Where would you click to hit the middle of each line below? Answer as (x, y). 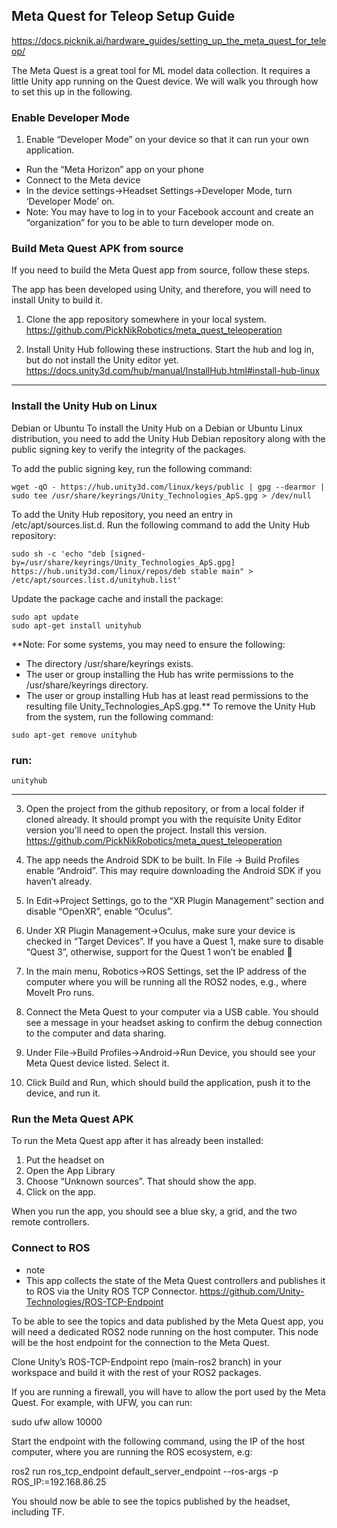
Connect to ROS (51, 1248)
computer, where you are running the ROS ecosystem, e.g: (132, 1451)
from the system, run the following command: (119, 716)
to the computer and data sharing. (96, 1033)
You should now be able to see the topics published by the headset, (151, 1501)
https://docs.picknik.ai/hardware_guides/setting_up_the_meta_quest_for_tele (169, 40)
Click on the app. (61, 1192)
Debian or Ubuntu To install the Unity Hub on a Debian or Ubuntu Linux (157, 428)
